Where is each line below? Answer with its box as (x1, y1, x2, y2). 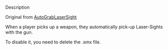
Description (5, 5, 30, 10)
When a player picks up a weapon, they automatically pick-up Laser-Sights (5, 24, 163, 30)
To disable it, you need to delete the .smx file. (5, 39, 101, 45)
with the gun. (5, 29, 33, 35)
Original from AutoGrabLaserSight (5, 14, 77, 20)
